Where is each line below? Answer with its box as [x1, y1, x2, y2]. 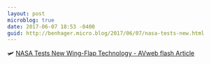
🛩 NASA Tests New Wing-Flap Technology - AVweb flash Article [7, 49, 195, 58]
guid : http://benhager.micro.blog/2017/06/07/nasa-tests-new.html [7, 29, 205, 37]
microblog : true [7, 17, 54, 24]
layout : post [7, 10, 45, 17]
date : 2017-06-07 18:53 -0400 [7, 23, 96, 30]
